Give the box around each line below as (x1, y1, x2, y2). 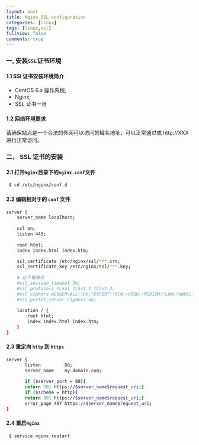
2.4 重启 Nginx (6, 420, 40, 427)
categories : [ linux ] (6, 20, 57, 25)
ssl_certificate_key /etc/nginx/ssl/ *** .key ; (17, 264, 131, 269)
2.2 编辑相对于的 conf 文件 (6, 196, 70, 203)
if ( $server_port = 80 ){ (24, 379, 86, 385)
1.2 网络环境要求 (6, 115, 46, 122)
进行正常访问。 (6, 137, 43, 144)
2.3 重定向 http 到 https (6, 343, 64, 350)
